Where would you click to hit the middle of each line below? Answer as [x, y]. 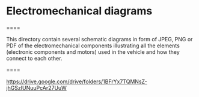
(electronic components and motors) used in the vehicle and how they [93, 51]
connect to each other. [34, 58]
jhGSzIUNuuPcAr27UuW [37, 87]
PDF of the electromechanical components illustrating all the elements [93, 46]
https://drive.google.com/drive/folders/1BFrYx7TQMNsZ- [77, 81]
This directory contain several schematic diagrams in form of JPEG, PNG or [99, 39]
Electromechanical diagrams [79, 11]
